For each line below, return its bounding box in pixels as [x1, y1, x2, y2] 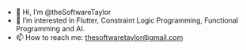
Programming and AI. [15, 24, 85, 33]
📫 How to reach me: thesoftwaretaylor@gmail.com [15, 33, 184, 42]
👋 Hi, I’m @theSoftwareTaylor [15, 8, 112, 16]
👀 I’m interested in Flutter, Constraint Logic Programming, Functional [15, 16, 239, 25]
